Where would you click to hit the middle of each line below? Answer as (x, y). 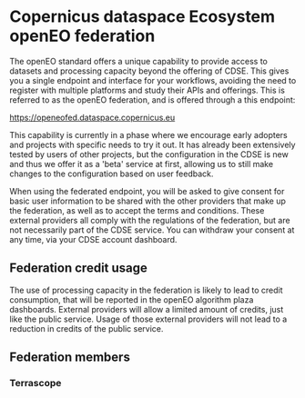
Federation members (70, 358)
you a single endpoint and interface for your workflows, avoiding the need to (153, 80)
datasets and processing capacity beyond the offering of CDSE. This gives (149, 71)
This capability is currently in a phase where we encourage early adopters (149, 134)
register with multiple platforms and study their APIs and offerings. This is (147, 90)
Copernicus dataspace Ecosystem (142, 17)
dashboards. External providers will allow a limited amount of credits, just (147, 309)
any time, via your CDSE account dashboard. (93, 239)
